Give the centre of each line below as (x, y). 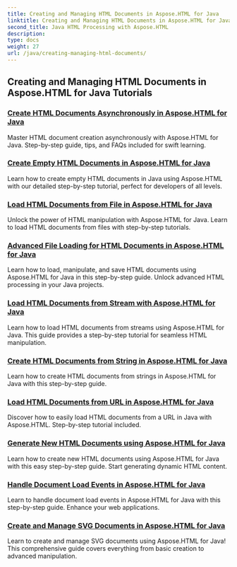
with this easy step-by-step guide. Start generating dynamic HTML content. (117, 466)
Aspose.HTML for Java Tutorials (80, 93)
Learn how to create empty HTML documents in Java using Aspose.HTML (115, 178)
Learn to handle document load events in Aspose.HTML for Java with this (114, 500)
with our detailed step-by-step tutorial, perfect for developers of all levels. (115, 186)
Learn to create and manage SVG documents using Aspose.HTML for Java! (117, 541)
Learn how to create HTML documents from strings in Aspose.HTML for (112, 376)
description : (26, 34)
